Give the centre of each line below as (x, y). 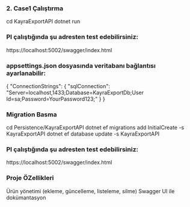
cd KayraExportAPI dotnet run (43, 22)
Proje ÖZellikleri (30, 178)
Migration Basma (32, 114)
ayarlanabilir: (26, 73)
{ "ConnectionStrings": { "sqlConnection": (58, 86)
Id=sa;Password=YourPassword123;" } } (56, 99)
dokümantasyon (26, 197)
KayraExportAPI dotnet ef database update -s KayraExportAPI (83, 134)
